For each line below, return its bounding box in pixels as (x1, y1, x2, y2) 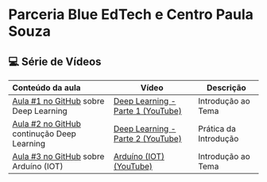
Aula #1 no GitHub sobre (12, 96, 105, 106)
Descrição (206, 82, 246, 93)
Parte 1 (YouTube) (113, 105, 182, 116)
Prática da (198, 123, 236, 134)
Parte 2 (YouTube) (113, 133, 182, 144)
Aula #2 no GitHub (12, 119, 81, 129)
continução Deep (12, 128, 77, 139)
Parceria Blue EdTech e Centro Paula (8, 6, 254, 24)
